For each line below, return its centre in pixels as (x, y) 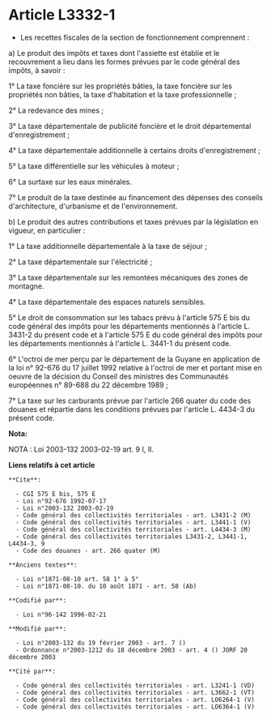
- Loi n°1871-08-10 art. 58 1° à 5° (77, 579)
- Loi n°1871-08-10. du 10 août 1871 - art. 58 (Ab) (106, 586)
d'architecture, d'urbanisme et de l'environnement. (93, 206)
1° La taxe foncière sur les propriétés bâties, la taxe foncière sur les (121, 86)
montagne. (26, 286)
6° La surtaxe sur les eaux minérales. (70, 182)
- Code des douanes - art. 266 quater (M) (88, 550)
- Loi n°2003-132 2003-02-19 (65, 508)
